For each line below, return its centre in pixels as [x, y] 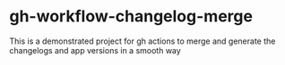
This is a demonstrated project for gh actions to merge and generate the [142, 41]
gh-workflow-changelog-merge [131, 16]
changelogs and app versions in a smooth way [95, 50]
